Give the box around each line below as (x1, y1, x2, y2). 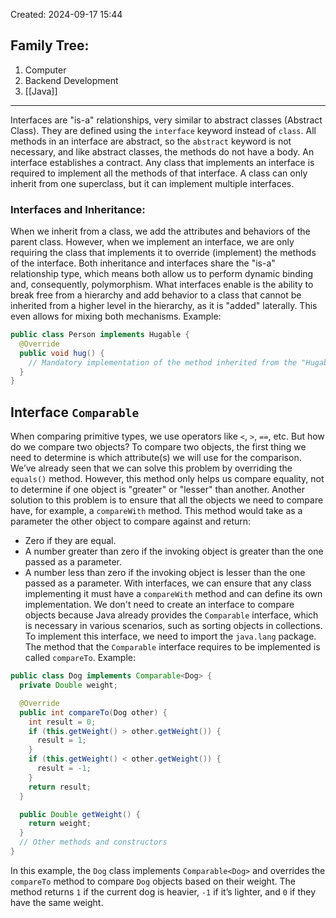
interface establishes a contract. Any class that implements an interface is (10, 156, 315, 168)
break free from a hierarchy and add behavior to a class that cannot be (10, 289, 302, 301)
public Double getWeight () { (19, 809, 141, 819)
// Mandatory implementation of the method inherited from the (28, 357, 298, 368)
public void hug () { (19, 348, 105, 358)
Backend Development (24, 74, 119, 86)
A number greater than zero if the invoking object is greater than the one (24, 545, 324, 558)
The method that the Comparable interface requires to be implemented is (24, 641, 321, 653)
